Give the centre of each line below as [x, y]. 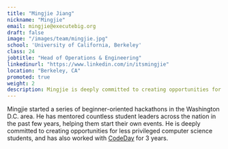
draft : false [26, 32]
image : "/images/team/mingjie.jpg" [58, 39]
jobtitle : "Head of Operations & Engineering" [74, 58]
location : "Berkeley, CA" [44, 70]
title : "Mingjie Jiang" [41, 13]
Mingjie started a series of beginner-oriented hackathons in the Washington [113, 109]
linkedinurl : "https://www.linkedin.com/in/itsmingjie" [88, 64]
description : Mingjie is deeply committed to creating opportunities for [114, 90]
